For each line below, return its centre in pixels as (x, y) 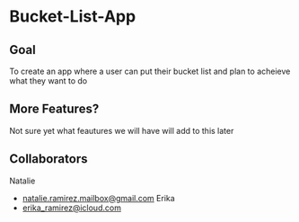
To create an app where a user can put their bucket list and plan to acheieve (150, 71)
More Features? (54, 109)
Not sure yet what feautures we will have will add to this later (122, 130)
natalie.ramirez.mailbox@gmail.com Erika (98, 198)
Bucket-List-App (73, 17)
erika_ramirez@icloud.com (71, 208)
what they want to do (48, 81)
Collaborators (48, 159)
